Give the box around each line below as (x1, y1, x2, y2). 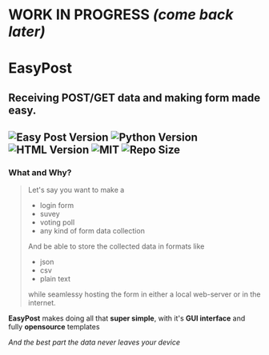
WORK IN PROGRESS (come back (8, 6, 234, 24)
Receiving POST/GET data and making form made (8, 90, 261, 105)
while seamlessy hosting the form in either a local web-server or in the (27, 289, 261, 299)
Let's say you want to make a (27, 185, 125, 195)
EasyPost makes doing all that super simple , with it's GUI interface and (8, 313, 246, 323)
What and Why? (8, 167, 72, 178)
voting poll (39, 217, 75, 227)
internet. (27, 298, 56, 308)
